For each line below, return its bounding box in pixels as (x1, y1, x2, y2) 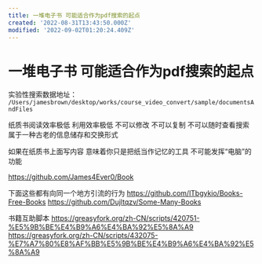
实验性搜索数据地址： (8, 90, 77, 99)
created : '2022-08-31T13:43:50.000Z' (8, 19, 132, 27)
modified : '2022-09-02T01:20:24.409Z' (8, 26, 135, 34)
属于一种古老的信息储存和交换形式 (8, 130, 118, 140)
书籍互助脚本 (8, 214, 49, 223)
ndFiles (8, 105, 34, 114)
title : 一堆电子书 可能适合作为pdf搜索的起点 (8, 11, 141, 20)
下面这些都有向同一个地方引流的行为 (8, 189, 126, 198)
